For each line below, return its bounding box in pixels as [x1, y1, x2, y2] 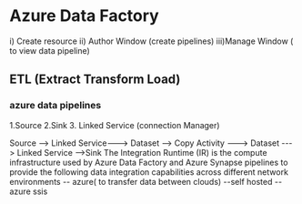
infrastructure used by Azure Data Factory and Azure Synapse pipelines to [9, 157, 288, 168]
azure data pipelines [9, 99, 102, 112]
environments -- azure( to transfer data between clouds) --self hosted [9, 176, 273, 187]
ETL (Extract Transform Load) [9, 72, 181, 87]
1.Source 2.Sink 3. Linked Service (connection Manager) [9, 119, 220, 130]
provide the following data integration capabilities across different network [9, 166, 289, 178]
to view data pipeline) [9, 45, 91, 56]
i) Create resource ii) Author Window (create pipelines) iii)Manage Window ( [9, 36, 294, 46]
